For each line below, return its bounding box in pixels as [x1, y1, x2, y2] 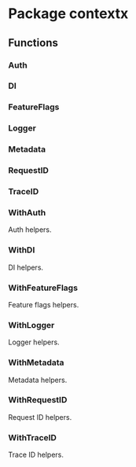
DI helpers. [8, 263, 44, 272]
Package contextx [8, 5, 129, 23]
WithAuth [8, 207, 46, 218]
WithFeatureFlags [8, 282, 79, 293]
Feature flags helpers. [8, 300, 79, 309]
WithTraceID [8, 432, 57, 443]
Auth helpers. [8, 225, 52, 234]
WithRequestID [8, 395, 68, 406]
